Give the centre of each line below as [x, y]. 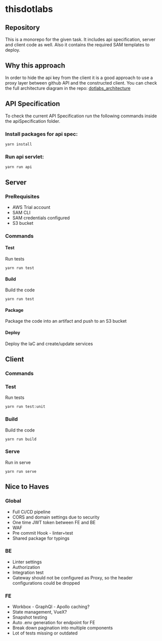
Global [13, 501]
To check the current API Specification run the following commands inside [81, 116]
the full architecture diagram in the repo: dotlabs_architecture [68, 88]
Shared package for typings [41, 538]
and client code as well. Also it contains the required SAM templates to [78, 45]
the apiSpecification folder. [33, 121]
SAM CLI [21, 212]
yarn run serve [21, 471]
